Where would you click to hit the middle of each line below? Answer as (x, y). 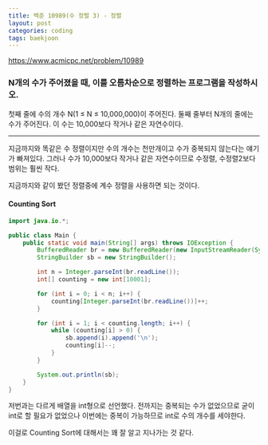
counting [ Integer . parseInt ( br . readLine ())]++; (130, 301)
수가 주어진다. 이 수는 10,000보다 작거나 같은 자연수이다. (96, 124)
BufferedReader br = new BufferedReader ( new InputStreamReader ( (146, 250)
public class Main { (43, 235)
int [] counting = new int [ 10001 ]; (94, 280)
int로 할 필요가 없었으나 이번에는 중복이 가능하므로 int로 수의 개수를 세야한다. (127, 415)
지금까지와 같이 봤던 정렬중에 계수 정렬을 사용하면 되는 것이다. (104, 185)
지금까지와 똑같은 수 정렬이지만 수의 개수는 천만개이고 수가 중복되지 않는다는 (126, 148)
